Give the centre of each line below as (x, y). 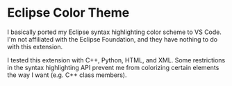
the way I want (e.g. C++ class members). (67, 75)
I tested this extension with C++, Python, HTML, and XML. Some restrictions (116, 60)
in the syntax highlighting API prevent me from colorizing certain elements (113, 67)
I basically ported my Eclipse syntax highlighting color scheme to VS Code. (115, 32)
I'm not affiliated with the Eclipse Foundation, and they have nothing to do (112, 39)
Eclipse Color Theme (68, 13)
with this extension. (35, 46)
